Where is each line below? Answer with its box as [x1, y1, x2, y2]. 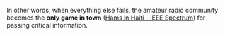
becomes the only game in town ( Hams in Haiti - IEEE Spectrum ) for [6, 13, 206, 22]
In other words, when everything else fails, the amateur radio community [6, 6, 219, 14]
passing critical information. [6, 21, 88, 29]
